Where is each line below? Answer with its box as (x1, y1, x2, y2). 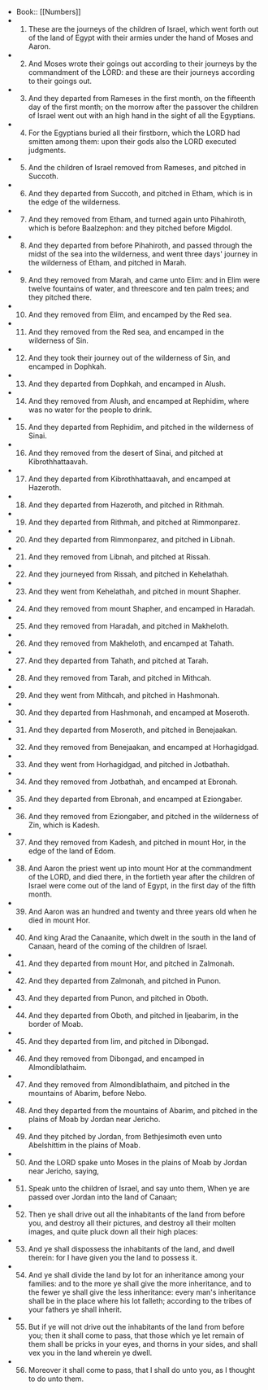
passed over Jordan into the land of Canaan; (28, 1192, 178, 1202)
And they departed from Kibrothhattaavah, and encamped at (28, 474, 231, 484)
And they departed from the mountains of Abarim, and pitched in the (28, 1106, 258, 1115)
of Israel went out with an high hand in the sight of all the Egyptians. (28, 111, 256, 121)
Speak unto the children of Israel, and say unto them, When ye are (28, 1184, 250, 1193)
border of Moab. (28, 1019, 84, 1028)
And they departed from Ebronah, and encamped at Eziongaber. (28, 794, 243, 804)
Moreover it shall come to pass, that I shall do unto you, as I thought (28, 1366, 256, 1375)
